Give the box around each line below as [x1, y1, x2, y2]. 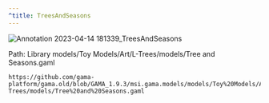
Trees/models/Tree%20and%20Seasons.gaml [8, 87, 146, 95]
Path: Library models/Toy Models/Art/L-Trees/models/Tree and [8, 49, 215, 58]
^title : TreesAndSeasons [8, 11, 91, 20]
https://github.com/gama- [8, 73, 94, 81]
